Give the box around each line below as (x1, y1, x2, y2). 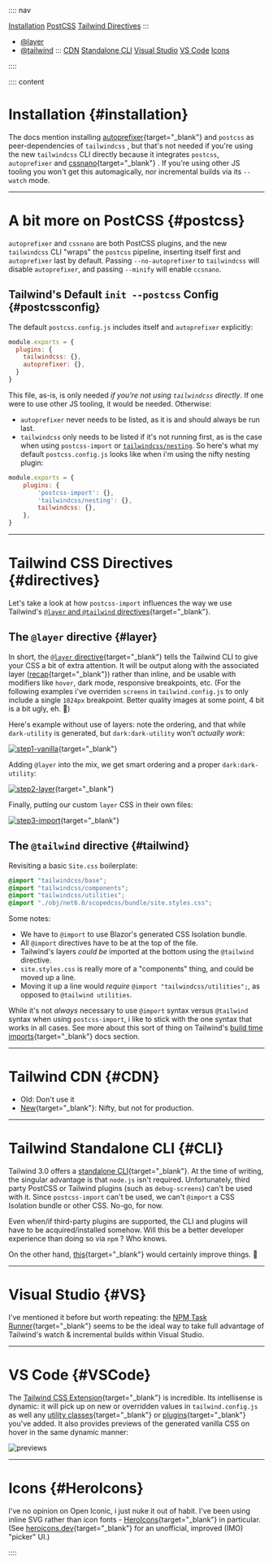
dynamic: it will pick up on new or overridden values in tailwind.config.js (8, 1401, 258, 1411)
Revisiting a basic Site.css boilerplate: (8, 860, 138, 871)
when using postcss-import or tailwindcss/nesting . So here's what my (19, 441, 258, 450)
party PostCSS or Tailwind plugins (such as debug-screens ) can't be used (8, 1184, 253, 1193)
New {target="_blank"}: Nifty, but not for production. (19, 1103, 194, 1113)
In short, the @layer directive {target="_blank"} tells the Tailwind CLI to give (8, 652, 258, 662)
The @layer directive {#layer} (8, 630, 158, 644)
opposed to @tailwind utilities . (19, 990, 132, 1000)
